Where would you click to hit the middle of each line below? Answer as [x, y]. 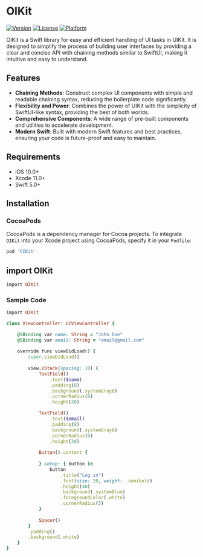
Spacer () [50, 520]
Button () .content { [63, 453]
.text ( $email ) [67, 419]
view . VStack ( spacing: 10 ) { [63, 368]
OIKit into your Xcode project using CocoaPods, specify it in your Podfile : [99, 240]
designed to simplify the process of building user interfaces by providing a [99, 46]
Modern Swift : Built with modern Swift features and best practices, [98, 131]
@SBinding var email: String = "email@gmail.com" [81, 340]
